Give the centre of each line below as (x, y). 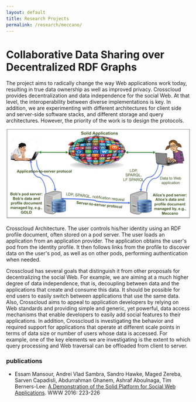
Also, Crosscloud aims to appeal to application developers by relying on (92, 302)
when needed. (23, 260)
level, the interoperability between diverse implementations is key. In (89, 102)
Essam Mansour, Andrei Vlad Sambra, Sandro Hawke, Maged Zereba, (98, 374)
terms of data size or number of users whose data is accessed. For (87, 333)
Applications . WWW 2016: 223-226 (57, 393)
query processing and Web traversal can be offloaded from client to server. (97, 346)
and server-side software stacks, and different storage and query (85, 114)
